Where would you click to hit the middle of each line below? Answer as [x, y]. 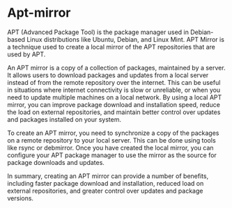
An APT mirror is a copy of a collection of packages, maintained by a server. [116, 67]
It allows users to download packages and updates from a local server [108, 75]
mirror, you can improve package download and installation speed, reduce [114, 104]
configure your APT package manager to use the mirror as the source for [112, 155]
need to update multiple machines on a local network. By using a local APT [115, 97]
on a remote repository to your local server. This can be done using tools [111, 140]
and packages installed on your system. [64, 119]
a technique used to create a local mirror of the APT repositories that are [111, 47]
